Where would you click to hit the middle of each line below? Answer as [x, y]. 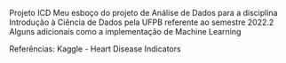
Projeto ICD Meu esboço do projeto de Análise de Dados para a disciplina [143, 13]
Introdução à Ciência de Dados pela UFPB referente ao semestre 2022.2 [142, 22]
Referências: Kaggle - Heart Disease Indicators [95, 49]
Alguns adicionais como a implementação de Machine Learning [125, 31]
